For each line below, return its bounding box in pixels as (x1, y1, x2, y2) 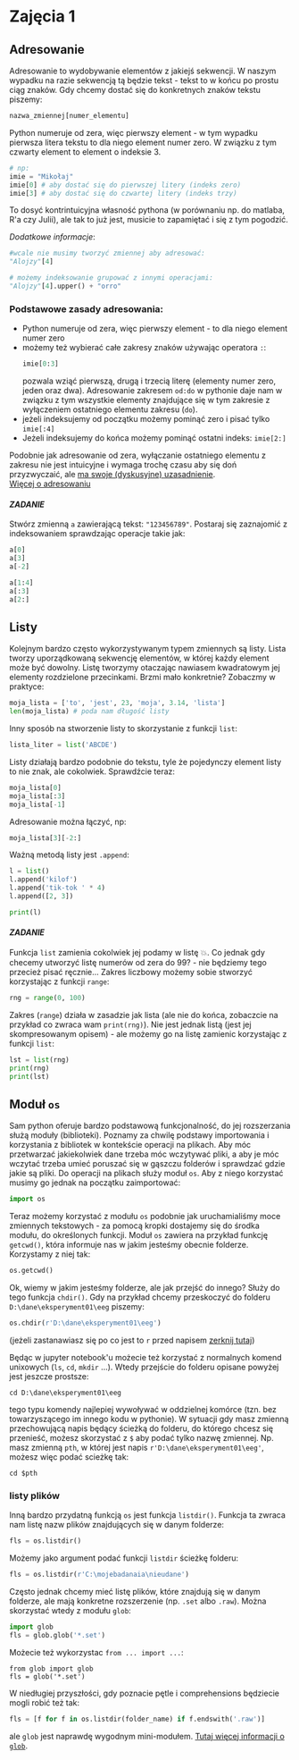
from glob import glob (9, 1664, 94, 1673)
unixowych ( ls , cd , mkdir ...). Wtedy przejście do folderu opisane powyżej (9, 1361, 279, 1372)
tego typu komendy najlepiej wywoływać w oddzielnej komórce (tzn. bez (9, 1403, 277, 1414)
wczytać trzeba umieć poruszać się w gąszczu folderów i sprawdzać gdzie (9, 1158, 286, 1169)
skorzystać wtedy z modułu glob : (9, 1605, 131, 1615)
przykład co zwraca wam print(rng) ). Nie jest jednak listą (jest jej (9, 1019, 252, 1030)
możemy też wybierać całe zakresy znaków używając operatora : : (21, 342, 267, 353)
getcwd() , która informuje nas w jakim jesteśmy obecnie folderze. (9, 1240, 249, 1251)
